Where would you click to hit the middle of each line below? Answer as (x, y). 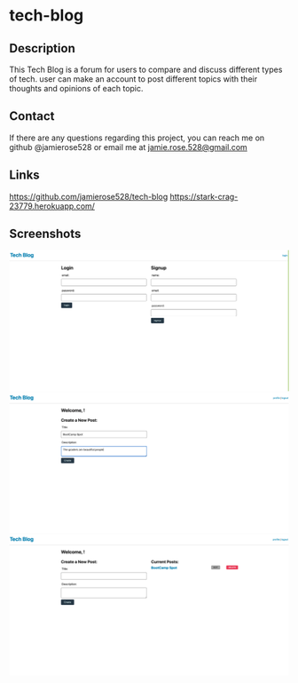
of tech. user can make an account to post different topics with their (133, 79)
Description (42, 48)
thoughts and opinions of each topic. (76, 88)
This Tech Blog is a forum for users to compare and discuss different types (146, 69)
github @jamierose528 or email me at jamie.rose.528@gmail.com (129, 147)
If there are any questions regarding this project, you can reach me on (137, 138)
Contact (32, 116)
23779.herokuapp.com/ (52, 206)
